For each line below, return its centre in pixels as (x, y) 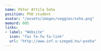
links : (12, 28)
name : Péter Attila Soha (30, 9)
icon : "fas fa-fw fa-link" (37, 37)
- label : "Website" (25, 32)
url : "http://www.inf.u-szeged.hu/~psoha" (53, 41)
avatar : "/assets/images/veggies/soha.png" (50, 18)
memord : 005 (17, 23)
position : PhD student (28, 14)
